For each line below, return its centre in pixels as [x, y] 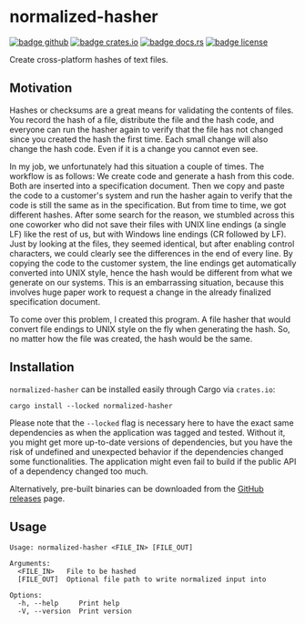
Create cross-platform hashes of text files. [89, 59]
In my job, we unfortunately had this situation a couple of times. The [137, 166]
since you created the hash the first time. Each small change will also [139, 139]
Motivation [41, 88]
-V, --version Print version [75, 611]
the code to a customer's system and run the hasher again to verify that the [151, 195]
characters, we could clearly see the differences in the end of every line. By [151, 253]
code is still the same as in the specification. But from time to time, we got [148, 205]
